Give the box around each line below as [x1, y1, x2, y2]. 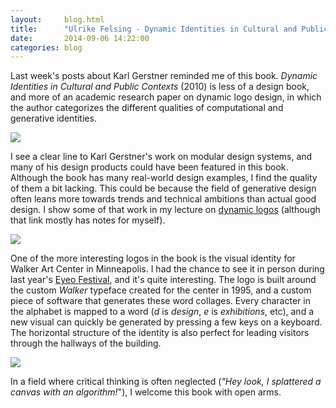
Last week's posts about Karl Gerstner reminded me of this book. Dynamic [10, 70, 318, 82]
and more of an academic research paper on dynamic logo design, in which [10, 91, 322, 103]
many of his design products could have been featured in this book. [10, 161, 289, 173]
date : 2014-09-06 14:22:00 [10, 33, 150, 43]
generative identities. [10, 112, 97, 125]
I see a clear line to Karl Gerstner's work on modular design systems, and [10, 151, 313, 163]
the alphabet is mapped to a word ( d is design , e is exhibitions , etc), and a [10, 306, 315, 318]
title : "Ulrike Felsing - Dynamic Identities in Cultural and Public [10, 24, 329, 34]
